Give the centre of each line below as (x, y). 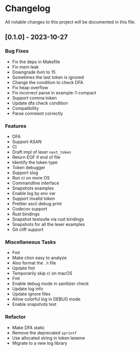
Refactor (16, 317)
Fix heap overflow (30, 88)
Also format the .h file (34, 263)
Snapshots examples (33, 188)
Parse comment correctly (37, 113)
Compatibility (25, 108)
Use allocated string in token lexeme (48, 338)
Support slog (25, 173)
